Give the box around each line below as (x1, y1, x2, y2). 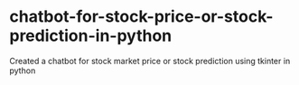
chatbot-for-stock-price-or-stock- (9, 6, 274, 27)
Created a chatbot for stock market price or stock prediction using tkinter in (9, 55, 291, 66)
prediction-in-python (9, 25, 173, 46)
